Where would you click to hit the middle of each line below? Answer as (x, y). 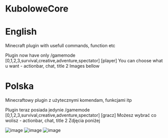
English (21, 32)
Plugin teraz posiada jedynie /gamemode (48, 110)
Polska (20, 86)
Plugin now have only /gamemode (40, 55)
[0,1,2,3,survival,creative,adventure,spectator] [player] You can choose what (84, 61)
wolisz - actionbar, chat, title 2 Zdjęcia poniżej (53, 120)
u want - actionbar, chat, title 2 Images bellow (52, 66)
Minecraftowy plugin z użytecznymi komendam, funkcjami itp (68, 100)
